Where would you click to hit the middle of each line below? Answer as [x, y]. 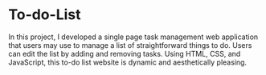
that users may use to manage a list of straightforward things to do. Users [130, 45]
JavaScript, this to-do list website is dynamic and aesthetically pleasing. [128, 62]
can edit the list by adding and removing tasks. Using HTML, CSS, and [125, 53]
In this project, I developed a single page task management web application [133, 37]
